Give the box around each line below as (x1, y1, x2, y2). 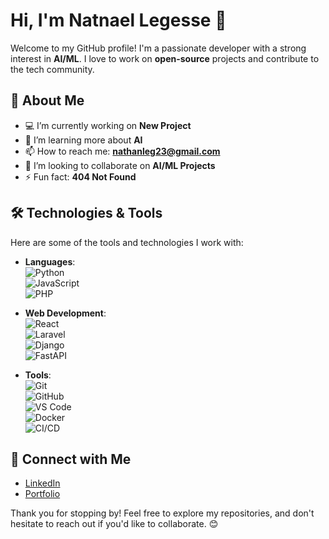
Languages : (24, 255, 76, 268)
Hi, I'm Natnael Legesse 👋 (10, 9, 227, 32)
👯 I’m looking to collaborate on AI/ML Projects (24, 159, 216, 171)
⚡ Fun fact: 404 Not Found (24, 170, 137, 183)
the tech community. (10, 63, 95, 75)
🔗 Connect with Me (10, 450, 132, 468)
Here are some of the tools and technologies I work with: (10, 236, 244, 248)
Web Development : (24, 307, 107, 319)
